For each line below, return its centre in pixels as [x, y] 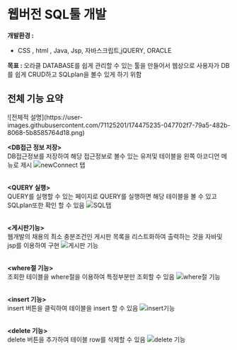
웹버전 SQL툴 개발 [57, 14]
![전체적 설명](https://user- [45, 117]
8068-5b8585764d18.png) [46, 132]
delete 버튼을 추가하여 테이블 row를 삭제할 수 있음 [77, 339]
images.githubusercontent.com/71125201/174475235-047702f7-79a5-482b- [119, 125]
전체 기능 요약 [35, 99]
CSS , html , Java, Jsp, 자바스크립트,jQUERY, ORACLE [94, 50]
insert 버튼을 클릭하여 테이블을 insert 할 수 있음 [73, 308]
